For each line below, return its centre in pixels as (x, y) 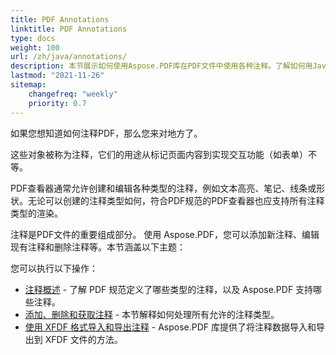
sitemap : (28, 85)
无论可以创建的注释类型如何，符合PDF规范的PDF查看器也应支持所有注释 (176, 200)
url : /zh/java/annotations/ (69, 57)
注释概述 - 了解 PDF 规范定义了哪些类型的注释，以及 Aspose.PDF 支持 (169, 289)
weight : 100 (35, 47)
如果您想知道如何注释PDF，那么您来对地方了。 (106, 133)
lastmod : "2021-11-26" (57, 76)
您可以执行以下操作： (54, 268)
